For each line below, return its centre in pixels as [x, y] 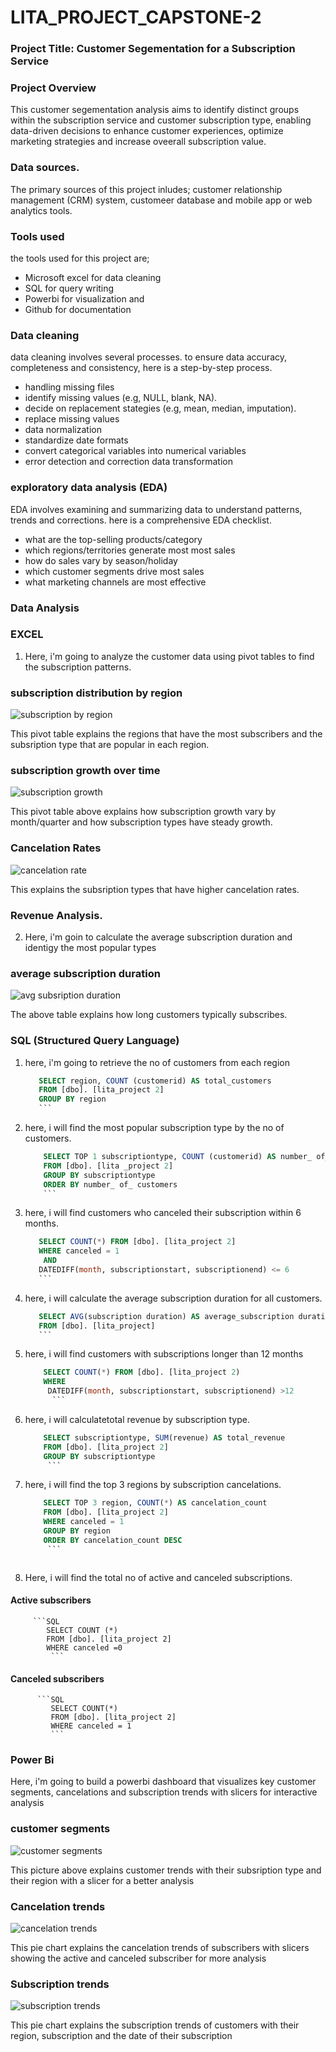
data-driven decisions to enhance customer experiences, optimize [147, 131]
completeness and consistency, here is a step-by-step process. [141, 368]
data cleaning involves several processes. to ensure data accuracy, [149, 357]
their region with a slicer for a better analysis [102, 1880]
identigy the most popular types [90, 947]
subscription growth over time [85, 771]
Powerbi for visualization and [84, 299]
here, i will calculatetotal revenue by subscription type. [137, 1419]
